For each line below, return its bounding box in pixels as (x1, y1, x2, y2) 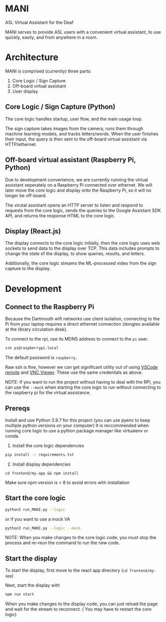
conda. (5, 433, 20, 439)
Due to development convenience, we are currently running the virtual (5, 177, 148, 183)
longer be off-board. (5, 192, 47, 199)
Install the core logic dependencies (12, 443, 84, 448)
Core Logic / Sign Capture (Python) (5, 103, 115, 111)
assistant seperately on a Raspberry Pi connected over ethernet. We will (5, 182, 153, 188)
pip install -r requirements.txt (5, 452, 74, 457)
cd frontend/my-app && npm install (5, 471, 79, 476)
